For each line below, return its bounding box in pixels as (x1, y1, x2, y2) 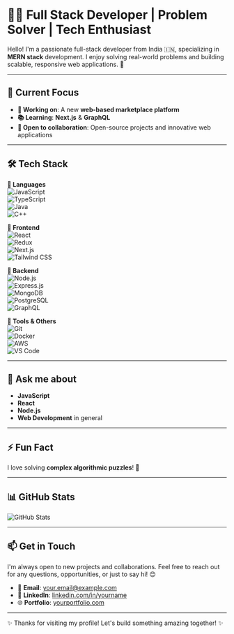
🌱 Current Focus (7, 87, 79, 99)
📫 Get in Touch (7, 541, 76, 552)
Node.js (17, 406, 41, 415)
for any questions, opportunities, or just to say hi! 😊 (7, 570, 156, 578)
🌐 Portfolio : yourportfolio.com (17, 598, 104, 606)
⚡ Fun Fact (7, 441, 54, 453)
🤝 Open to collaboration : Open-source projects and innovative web (17, 123, 211, 132)
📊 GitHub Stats (7, 491, 75, 503)
